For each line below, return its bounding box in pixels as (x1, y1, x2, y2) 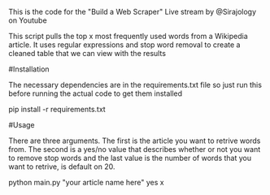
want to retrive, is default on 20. (8, 162, 115, 171)
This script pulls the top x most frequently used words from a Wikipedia (8, 32, 248, 41)
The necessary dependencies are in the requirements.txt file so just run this (8, 80, 263, 89)
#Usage (8, 120, 35, 129)
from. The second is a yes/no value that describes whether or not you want (8, 145, 261, 154)
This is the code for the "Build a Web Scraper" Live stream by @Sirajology (8, 7, 257, 16)
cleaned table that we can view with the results (8, 49, 167, 58)
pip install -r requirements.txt (8, 105, 106, 114)
